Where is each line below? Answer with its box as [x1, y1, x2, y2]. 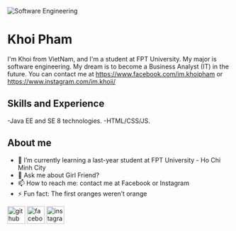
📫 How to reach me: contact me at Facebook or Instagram [17, 179, 190, 187]
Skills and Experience [7, 97, 105, 109]
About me [7, 137, 52, 149]
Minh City [17, 163, 46, 172]
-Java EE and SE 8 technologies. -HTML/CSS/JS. [7, 117, 151, 125]
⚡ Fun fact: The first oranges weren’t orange [17, 189, 147, 198]
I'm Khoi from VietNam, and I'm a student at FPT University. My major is [7, 54, 218, 63]
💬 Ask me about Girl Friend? [17, 170, 100, 179]
